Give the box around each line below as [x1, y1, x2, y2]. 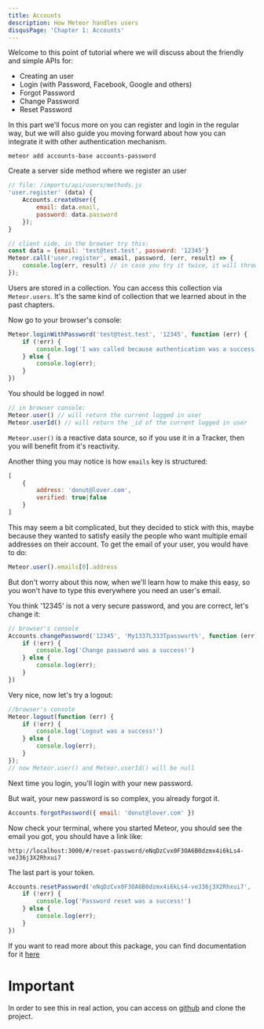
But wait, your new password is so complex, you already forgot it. [8, 793, 220, 803]
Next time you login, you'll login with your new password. [8, 778, 193, 788]
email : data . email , [36, 203, 101, 211]
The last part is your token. [8, 867, 96, 877]
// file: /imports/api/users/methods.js [8, 181, 143, 189]
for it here [8, 949, 40, 959]
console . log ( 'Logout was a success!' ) [36, 727, 163, 736]
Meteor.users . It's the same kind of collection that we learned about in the [8, 291, 247, 300]
